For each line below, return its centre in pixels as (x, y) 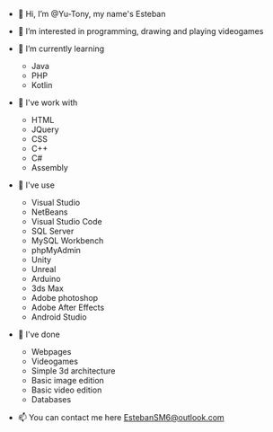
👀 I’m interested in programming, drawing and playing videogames (141, 31)
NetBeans (49, 212)
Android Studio (59, 317)
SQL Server (53, 231)
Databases (51, 399)
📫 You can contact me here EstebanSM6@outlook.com (121, 417)
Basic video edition (66, 390)
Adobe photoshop (65, 298)
